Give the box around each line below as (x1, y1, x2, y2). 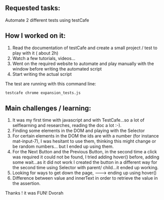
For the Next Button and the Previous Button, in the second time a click (12, 149, 157, 155)
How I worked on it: (5, 32, 66, 40)
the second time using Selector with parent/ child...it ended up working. (12, 165, 159, 171)
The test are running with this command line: (5, 80, 97, 86)
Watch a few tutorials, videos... (12, 55, 76, 61)
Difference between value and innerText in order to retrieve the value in (12, 175, 158, 181)
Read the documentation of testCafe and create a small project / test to (12, 45, 158, 51)
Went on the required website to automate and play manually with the (12, 61, 155, 67)
